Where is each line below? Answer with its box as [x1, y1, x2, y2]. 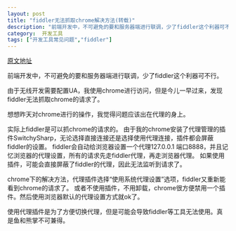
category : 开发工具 [7, 29, 63, 37]
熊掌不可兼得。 [25, 216, 69, 225]
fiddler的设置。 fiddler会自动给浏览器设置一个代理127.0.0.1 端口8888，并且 [7, 143, 223, 151]
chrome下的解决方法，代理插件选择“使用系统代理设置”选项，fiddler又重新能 [7, 175, 226, 183]
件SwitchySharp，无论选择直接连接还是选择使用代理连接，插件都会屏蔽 [7, 134, 214, 143]
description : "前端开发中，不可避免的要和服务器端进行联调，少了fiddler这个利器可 [7, 23, 225, 30]
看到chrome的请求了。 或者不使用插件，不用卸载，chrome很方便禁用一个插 [7, 184, 226, 192]
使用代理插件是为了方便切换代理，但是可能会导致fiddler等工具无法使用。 [7, 208, 217, 216]
